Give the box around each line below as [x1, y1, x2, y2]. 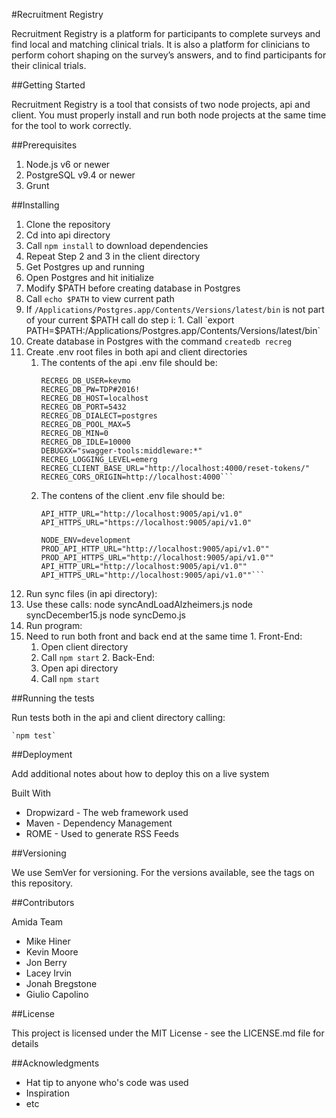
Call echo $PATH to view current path [25, 293, 175, 304]
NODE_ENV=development [40, 535, 131, 545]
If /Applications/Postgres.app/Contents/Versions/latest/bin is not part [25, 304, 325, 315]
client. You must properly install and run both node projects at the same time [11, 109, 327, 121]
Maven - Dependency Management [25, 817, 173, 829]
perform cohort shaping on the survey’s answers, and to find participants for [11, 49, 327, 61]
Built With [11, 787, 51, 799]
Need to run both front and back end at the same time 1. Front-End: [25, 630, 303, 642]
